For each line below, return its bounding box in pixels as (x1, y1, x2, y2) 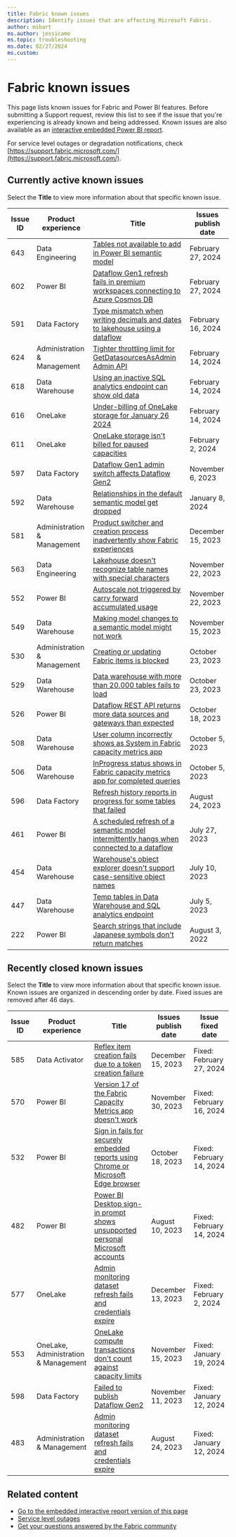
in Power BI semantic (92, 247, 162, 257)
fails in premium (92, 277, 145, 287)
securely (93, 1135, 123, 1145)
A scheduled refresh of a (92, 816, 175, 826)
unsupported (93, 1226, 137, 1236)
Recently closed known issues (7, 962, 143, 974)
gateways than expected (92, 718, 174, 727)
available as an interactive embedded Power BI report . (7, 125, 164, 134)
